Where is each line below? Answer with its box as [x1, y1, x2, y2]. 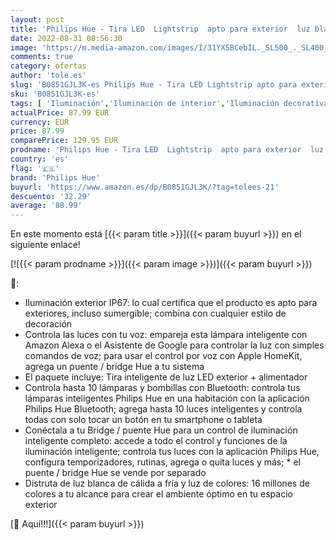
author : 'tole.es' [10, 71, 87, 81]
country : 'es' [10, 154, 70, 164]
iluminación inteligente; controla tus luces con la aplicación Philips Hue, [24, 446, 320, 458]
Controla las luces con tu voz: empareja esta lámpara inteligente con [24, 329, 308, 341]
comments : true [10, 52, 74, 62]
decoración [24, 318, 73, 330]
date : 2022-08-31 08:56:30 [10, 33, 123, 43]
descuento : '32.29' [10, 191, 92, 201]
